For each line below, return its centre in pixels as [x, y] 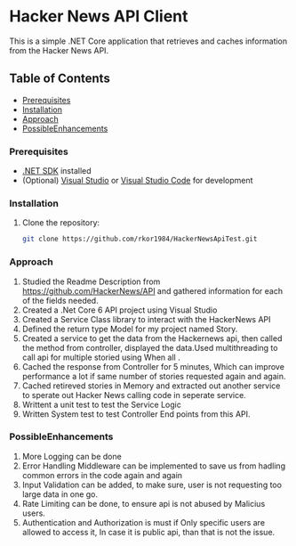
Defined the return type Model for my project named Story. [130, 329]
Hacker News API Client [99, 16]
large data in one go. [60, 494]
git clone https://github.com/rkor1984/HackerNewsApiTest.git [140, 239]
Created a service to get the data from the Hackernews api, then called [152, 338]
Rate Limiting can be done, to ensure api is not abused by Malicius [144, 503]
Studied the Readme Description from [91, 281]
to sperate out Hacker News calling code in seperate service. [134, 395]
